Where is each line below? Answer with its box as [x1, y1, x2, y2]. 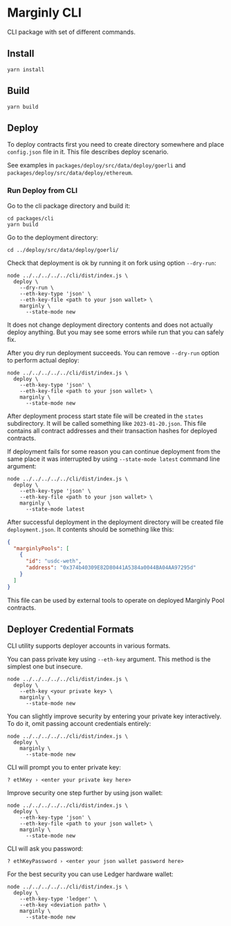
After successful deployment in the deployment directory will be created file [7, 518, 223, 526]
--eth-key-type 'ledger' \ [19, 896, 98, 902]
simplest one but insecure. [7, 662, 83, 671]
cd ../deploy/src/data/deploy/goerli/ [7, 246, 119, 253]
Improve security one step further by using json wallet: [7, 789, 163, 797]
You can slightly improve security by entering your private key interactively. [7, 712, 222, 720]
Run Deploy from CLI [7, 185, 78, 195]
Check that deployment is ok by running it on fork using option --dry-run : [7, 258, 216, 267]
